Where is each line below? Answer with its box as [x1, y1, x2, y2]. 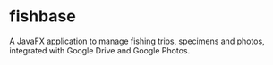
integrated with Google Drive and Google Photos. [9, 45, 191, 55]
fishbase [9, 6, 76, 27]
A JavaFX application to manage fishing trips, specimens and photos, [9, 36, 266, 46]
